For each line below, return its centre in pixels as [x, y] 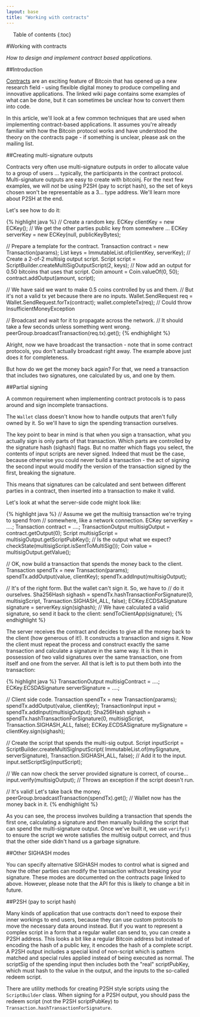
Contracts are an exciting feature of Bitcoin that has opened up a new [92, 81]
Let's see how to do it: [33, 210]
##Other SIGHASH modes [38, 853]
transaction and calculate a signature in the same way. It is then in [87, 650]
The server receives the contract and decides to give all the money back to [99, 631]
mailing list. [20, 143]
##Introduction [24, 69]
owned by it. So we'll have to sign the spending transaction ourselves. [92, 423]
